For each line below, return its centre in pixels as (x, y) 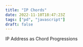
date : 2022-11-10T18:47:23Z (35, 15)
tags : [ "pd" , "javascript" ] (35, 19)
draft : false (19, 24)
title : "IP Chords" (26, 10)
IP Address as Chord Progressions (42, 39)
